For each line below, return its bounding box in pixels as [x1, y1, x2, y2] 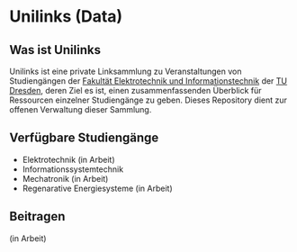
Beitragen [9, 209, 66, 224]
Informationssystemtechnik [22, 164, 124, 175]
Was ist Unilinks [9, 42, 102, 58]
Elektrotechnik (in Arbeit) [22, 154, 115, 165]
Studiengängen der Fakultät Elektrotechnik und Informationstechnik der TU [9, 76, 288, 86]
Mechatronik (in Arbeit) [22, 173, 109, 184]
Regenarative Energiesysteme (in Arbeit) [22, 183, 173, 193]
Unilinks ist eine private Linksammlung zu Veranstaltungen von [9, 66, 242, 76]
